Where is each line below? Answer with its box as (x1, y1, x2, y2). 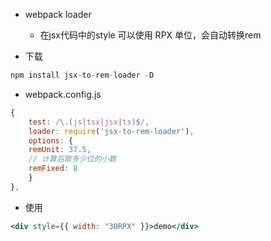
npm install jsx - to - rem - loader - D (10, 70, 155, 80)
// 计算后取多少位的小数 (28, 154, 117, 164)
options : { (28, 135, 74, 146)
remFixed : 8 (28, 164, 78, 174)
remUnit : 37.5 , (28, 145, 92, 155)
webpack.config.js (24, 88, 102, 100)
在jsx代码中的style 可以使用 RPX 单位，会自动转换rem (39, 29, 262, 41)
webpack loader (24, 9, 92, 20)
